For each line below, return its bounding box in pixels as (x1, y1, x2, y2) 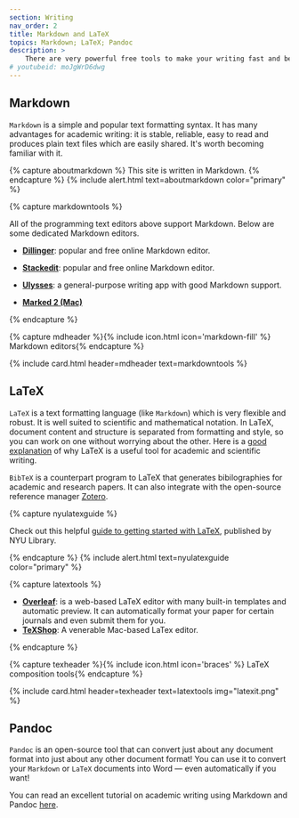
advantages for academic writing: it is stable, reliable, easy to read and (9, 128, 269, 139)
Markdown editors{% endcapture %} (9, 340, 145, 352)
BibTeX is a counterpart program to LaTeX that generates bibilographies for (9, 472, 283, 482)
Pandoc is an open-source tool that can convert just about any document (9, 744, 274, 755)
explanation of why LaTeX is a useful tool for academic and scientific (9, 445, 261, 456)
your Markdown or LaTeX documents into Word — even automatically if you (9, 763, 277, 774)
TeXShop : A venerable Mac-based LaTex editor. (21, 624, 198, 635)
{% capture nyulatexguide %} (9, 508, 117, 519)
